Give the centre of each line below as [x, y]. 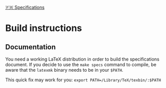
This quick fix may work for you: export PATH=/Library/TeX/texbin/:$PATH [83, 80]
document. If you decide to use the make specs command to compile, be [81, 65]
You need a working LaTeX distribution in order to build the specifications [82, 59]
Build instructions [44, 28]
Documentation [31, 47]
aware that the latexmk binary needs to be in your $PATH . [64, 70]
